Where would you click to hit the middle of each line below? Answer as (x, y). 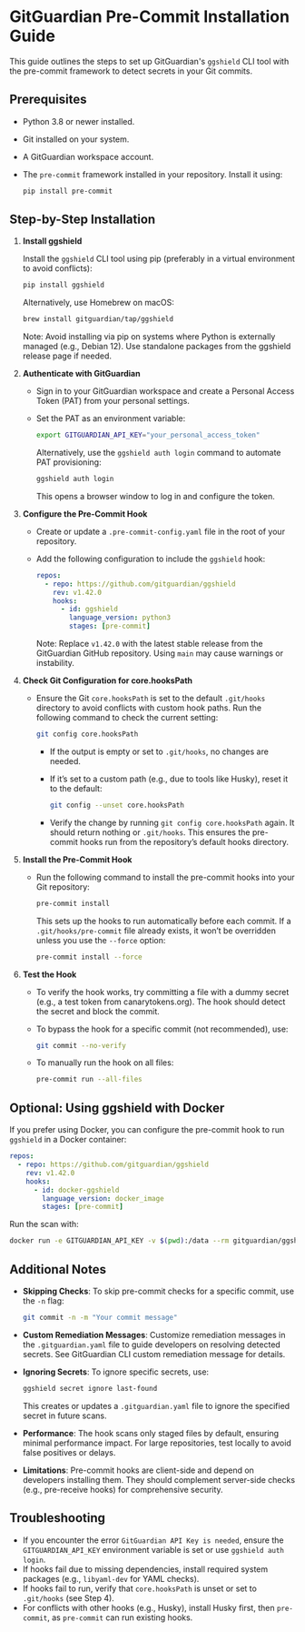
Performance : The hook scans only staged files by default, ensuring (151, 1433)
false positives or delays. (69, 1452)
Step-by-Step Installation (83, 220)
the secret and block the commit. (98, 1011)
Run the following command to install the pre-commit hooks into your (165, 877)
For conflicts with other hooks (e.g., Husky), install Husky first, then (148, 1607)
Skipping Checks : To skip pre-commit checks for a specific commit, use (158, 1291)
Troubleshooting (58, 1518)
